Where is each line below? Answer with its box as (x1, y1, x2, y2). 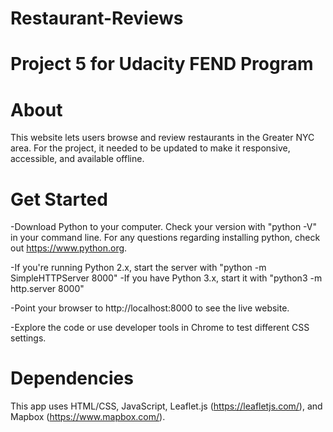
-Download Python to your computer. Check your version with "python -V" (10, 221, 317, 233)
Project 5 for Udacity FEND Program (10, 53, 314, 76)
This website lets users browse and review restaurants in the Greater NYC (10, 132, 315, 144)
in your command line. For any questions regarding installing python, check (10, 232, 321, 244)
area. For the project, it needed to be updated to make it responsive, (10, 142, 291, 154)
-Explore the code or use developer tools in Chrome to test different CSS (10, 322, 310, 334)
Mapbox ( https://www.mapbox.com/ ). (10, 411, 166, 423)
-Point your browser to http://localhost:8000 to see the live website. (10, 302, 290, 314)
